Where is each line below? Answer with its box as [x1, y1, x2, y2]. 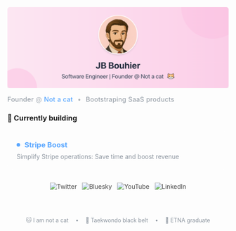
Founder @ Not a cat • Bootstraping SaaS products [7, 95, 175, 104]
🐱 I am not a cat [25, 217, 69, 224]
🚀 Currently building [7, 113, 77, 123]
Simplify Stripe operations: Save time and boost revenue [16, 152, 180, 161]
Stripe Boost [24, 140, 68, 149]
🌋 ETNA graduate [164, 217, 211, 224]
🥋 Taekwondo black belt [85, 217, 149, 224]
